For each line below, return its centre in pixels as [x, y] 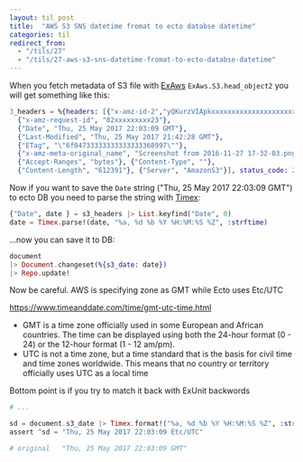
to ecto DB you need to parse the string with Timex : [105, 197]
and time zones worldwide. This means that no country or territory [146, 363]
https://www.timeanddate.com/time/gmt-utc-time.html [110, 307]
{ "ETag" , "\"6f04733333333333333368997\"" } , [102, 146]
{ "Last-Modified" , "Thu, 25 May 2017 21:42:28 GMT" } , [120, 137]
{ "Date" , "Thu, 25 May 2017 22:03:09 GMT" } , [102, 128]
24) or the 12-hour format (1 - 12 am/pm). [99, 344]
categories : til [40, 34]
